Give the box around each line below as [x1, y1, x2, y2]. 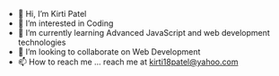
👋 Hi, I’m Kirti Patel [17, 9, 87, 19]
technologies [17, 37, 66, 47]
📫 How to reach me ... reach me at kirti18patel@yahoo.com [17, 56, 239, 67]
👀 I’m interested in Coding [17, 18, 114, 29]
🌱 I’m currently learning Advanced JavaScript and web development [17, 28, 271, 38]
